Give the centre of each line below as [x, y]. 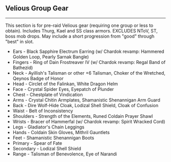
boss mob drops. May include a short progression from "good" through [80, 36]
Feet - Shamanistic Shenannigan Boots [53, 138]
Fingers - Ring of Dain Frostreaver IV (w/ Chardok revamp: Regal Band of [89, 62]
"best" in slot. [20, 41]
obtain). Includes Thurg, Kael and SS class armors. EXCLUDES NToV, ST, [81, 30]
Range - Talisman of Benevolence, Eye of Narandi [65, 154]
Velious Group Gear [37, 8]
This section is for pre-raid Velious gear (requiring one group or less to [79, 25]
